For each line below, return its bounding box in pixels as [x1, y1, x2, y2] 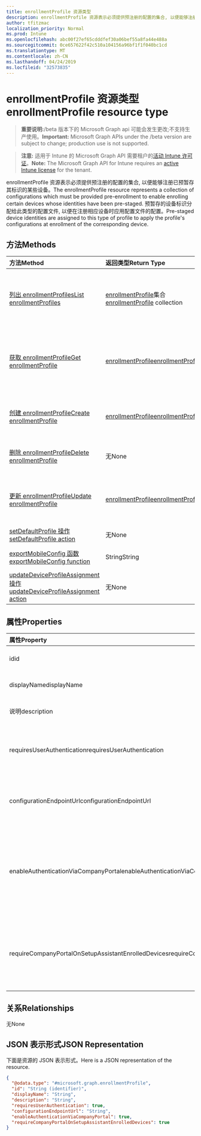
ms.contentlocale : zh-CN [6, 53, 68, 59]
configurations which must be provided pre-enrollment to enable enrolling [6, 193, 188, 201]
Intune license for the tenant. [20, 166, 92, 174]
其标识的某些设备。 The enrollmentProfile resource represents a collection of [6, 186, 194, 193]
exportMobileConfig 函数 [9, 549, 80, 558]
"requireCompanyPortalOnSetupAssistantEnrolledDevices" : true [11, 1119, 170, 1125]
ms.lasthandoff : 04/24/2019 [6, 59, 77, 65]
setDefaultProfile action [9, 535, 76, 543]
